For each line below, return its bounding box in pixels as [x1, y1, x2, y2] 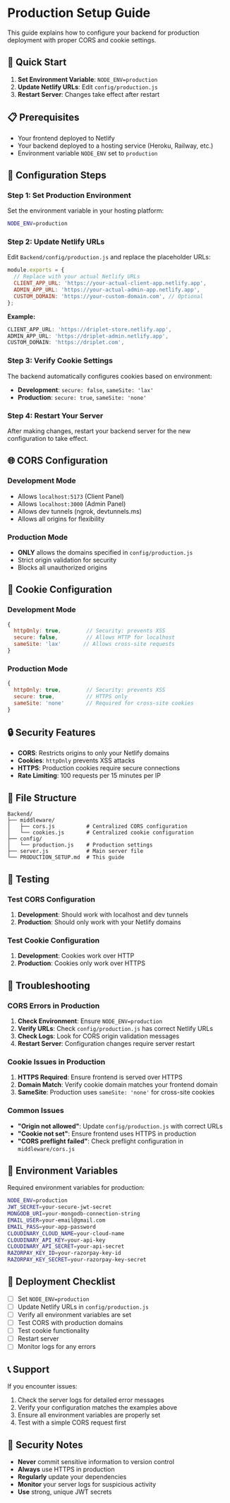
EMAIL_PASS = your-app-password [7, 1223, 97, 1230]
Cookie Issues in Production [7, 1056, 106, 1066]
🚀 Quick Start [7, 57, 67, 69]
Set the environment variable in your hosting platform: [7, 206, 164, 215]
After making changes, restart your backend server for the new [7, 426, 191, 435]
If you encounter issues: [7, 1382, 78, 1391]
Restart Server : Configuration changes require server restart [17, 1039, 195, 1047]
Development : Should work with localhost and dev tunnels [17, 910, 188, 919]
